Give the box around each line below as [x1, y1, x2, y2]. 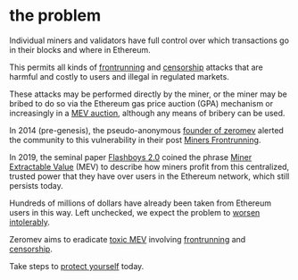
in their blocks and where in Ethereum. [9, 44, 152, 55]
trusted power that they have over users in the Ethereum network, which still [9, 171, 290, 182]
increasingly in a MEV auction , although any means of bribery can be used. [9, 107, 286, 118]
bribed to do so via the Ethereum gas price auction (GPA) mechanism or [9, 98, 274, 108]
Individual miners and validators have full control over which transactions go [9, 35, 290, 46]
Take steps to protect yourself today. [9, 260, 145, 271]
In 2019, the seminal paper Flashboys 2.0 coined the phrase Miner [9, 151, 252, 162]
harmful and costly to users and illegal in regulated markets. [9, 71, 229, 81]
